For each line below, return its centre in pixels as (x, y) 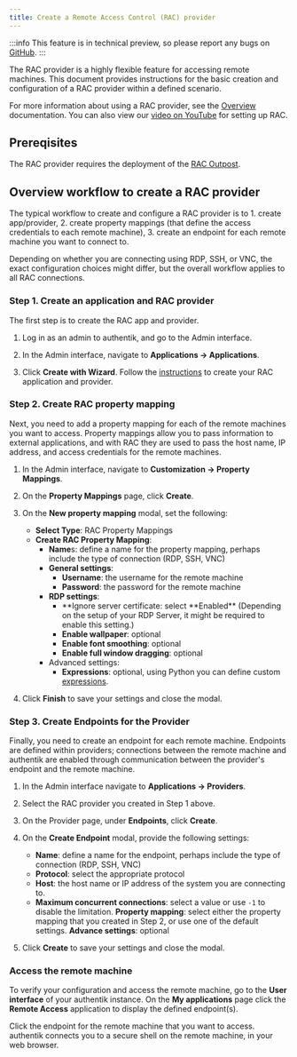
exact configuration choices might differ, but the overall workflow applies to (147, 268)
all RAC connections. (47, 278)
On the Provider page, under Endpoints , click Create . (120, 821)
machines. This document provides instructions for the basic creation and (144, 79)
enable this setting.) (98, 624)
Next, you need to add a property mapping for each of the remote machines (148, 424)
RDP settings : (74, 596)
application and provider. (67, 381)
